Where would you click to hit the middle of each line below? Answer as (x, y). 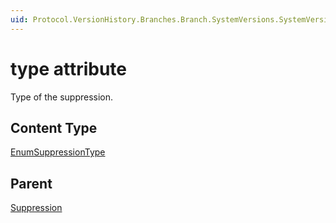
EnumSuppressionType (58, 152)
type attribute (69, 68)
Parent (31, 183)
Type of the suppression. (62, 97)
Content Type (54, 127)
